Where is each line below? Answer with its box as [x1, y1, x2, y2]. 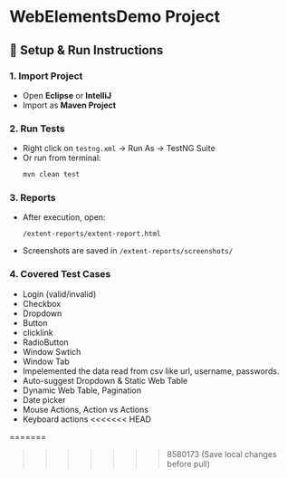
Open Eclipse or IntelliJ [22, 90, 111, 100]
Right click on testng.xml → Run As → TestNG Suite [22, 143, 215, 154]
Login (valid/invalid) [22, 288, 97, 300]
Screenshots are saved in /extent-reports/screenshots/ [22, 245, 234, 256]
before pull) [167, 458, 211, 469]
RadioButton [22, 337, 70, 348]
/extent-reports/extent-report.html [22, 229, 161, 239]
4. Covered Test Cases [9, 268, 111, 281]
